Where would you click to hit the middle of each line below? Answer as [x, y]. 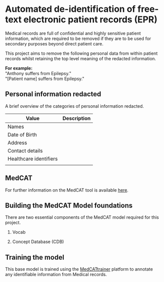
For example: [19, 68]
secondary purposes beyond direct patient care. [54, 43]
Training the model [35, 257]
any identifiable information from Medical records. [56, 275]
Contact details [25, 151]
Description [77, 118]
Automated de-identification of [70, 9]
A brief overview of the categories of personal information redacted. [75, 106]
